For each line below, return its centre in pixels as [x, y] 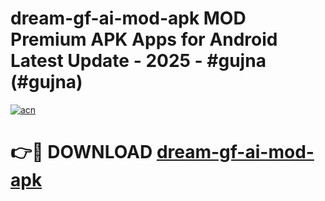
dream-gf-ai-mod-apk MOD [128, 18]
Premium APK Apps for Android [144, 39]
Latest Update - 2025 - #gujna [138, 61]
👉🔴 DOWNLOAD [81, 152]
